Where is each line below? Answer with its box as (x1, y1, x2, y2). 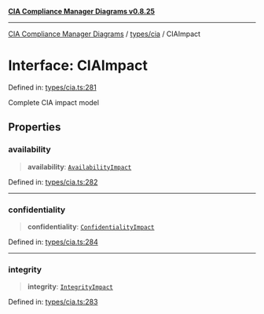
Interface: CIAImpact (8, 57, 148, 75)
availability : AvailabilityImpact (27, 162, 132, 171)
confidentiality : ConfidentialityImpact (27, 221, 155, 231)
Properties (8, 121, 61, 134)
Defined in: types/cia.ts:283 (8, 298, 98, 307)
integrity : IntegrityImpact (27, 282, 114, 291)
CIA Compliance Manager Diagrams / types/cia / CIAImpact (8, 29, 201, 38)
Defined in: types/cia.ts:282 (8, 177, 98, 187)
